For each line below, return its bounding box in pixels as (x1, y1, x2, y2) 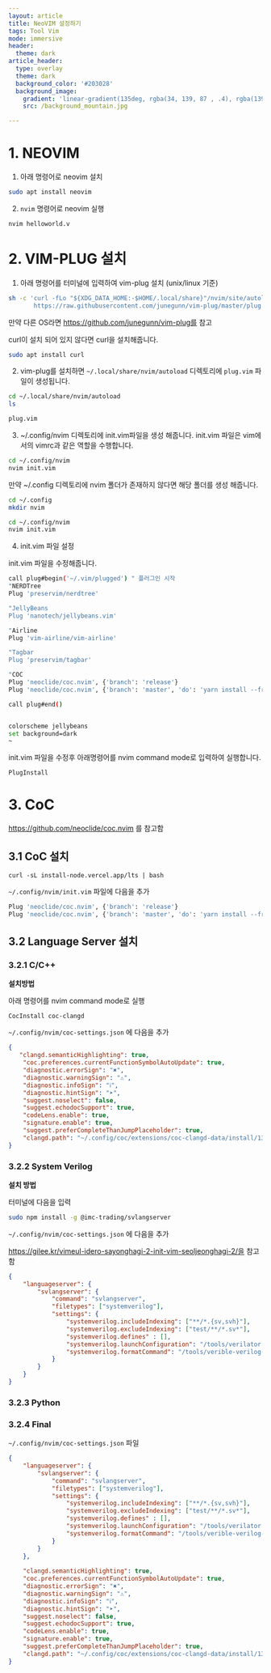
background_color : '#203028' (15, 79, 114, 87)
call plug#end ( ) (8, 700, 63, 708)
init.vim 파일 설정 (19, 541, 75, 551)
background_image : (15, 87, 78, 96)
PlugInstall (8, 769, 48, 777)
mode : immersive (8, 34, 63, 43)
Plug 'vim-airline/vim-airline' (8, 634, 117, 642)
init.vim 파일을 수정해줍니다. (8, 558, 98, 568)
